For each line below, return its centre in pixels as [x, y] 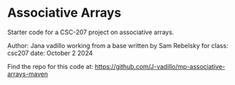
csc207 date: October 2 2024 [50, 53]
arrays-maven [27, 74]
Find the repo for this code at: [50, 66]
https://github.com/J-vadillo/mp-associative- [160, 66]
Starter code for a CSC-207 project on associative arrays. [91, 32]
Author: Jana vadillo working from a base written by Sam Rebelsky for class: [118, 45]
